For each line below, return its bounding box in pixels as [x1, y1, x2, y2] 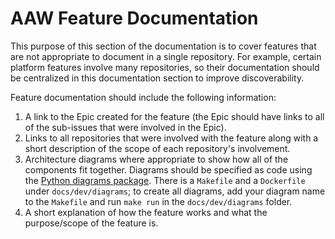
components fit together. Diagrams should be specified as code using [24, 163, 313, 176]
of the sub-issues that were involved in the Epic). [24, 121, 227, 133]
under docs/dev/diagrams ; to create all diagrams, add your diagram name [24, 185, 326, 197]
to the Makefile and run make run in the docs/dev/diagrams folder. [24, 195, 293, 207]
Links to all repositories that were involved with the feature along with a [24, 132, 319, 144]
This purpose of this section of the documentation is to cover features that [10, 40, 317, 52]
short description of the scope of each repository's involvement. [24, 142, 291, 154]
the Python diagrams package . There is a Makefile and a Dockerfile [24, 174, 306, 186]
